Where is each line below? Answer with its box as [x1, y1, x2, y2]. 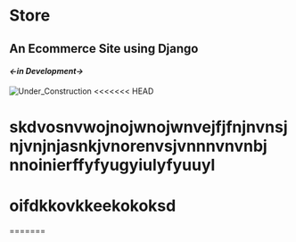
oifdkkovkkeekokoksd [9, 196, 177, 216]
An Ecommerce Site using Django [9, 41, 199, 56]
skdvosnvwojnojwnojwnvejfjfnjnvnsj [9, 117, 288, 137]
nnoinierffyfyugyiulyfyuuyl [9, 154, 216, 175]
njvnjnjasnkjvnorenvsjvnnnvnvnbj [9, 136, 267, 156]
